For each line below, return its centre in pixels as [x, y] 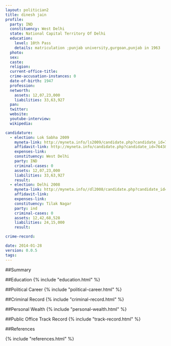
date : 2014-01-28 [24, 246]
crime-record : [20, 237]
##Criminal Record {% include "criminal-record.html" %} [65, 299]
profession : [23, 85]
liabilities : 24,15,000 [40, 223]
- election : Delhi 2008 [35, 185]
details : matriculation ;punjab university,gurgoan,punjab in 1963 [87, 48]
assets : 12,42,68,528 [37, 218]
